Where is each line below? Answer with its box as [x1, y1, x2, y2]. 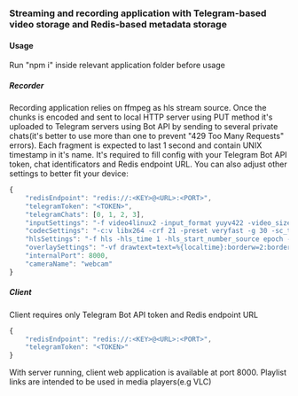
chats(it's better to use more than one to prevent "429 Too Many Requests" [9, 131, 285, 142]
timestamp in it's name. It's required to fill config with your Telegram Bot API [9, 150, 287, 160]
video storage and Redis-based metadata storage [9, 18, 228, 30]
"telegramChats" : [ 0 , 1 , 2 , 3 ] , [25, 210, 145, 219]
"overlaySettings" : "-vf [25, 243, 117, 252]
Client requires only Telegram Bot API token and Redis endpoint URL [9, 309, 259, 320]
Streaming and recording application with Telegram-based [9, 7, 267, 19]
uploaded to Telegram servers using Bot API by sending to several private [9, 121, 278, 132]
